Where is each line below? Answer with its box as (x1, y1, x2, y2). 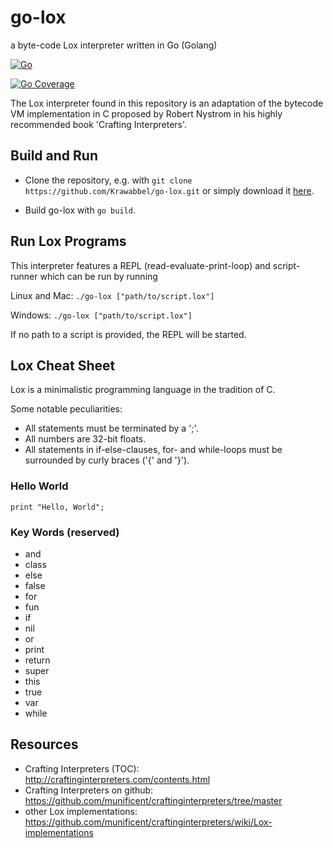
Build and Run (10, 147, 98, 165)
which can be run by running (39, 270, 158, 282)
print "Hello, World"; (10, 502, 105, 512)
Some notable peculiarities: (10, 403, 123, 415)
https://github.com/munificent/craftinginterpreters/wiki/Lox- (24, 816, 273, 828)
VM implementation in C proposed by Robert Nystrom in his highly (10, 107, 283, 120)
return (24, 654, 51, 666)
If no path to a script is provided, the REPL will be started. (10, 328, 247, 340)
